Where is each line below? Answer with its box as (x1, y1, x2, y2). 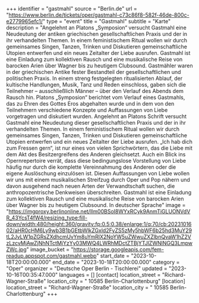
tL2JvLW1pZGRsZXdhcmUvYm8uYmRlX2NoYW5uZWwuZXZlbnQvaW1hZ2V (6, 233, 191, 240)
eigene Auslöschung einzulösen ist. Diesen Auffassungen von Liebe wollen (6, 170, 190, 177)
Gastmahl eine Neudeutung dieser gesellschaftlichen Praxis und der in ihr (6, 119, 186, 126)
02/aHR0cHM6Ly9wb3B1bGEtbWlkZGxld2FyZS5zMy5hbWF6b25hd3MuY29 (6, 227, 192, 234)
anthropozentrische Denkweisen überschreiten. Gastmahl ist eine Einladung (6, 189, 192, 196)
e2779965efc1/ (6, 18, 43, 24)
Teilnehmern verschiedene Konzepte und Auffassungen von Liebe (6, 107, 168, 113)
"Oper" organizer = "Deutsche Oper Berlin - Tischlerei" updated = (6, 265, 168, 272)
